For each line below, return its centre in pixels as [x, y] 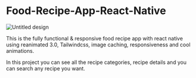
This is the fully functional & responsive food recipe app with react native [95, 38]
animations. [20, 50]
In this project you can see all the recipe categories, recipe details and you [96, 62]
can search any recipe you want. [46, 68]
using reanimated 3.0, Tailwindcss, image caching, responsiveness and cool [98, 45]
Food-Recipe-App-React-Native [86, 11]
